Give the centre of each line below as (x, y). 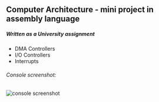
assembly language (43, 19)
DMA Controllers (35, 49)
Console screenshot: (31, 75)
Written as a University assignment (51, 34)
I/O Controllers (32, 55)
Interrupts (26, 61)
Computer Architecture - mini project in (80, 10)
